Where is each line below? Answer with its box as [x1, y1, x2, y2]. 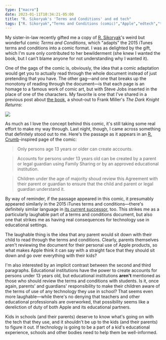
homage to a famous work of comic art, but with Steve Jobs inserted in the [5, 86, 157, 92]
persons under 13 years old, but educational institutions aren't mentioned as [5, 273, 161, 279]
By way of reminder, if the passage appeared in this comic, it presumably [5, 196, 154, 202]
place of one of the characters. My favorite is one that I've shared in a [5, 91, 147, 97]
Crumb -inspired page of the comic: [5, 136, 77, 142]
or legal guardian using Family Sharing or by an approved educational [17, 161, 159, 167]
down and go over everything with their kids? [5, 253, 97, 258]
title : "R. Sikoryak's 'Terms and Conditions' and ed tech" [5, 16, 132, 21]
